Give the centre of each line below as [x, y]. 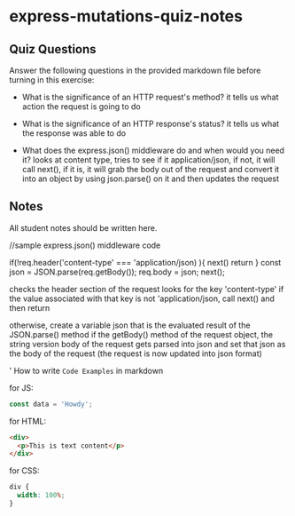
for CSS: [24, 471]
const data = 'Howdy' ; [51, 404]
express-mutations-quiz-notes [126, 16]
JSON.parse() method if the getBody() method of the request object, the [141, 334]
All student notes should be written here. [83, 227]
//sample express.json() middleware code [85, 245]
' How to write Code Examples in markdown [86, 370]
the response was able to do [74, 133]
